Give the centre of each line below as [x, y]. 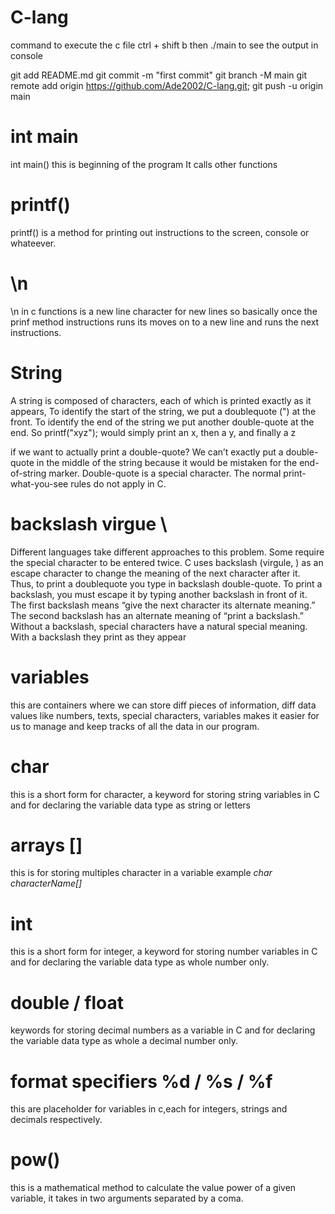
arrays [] [46, 845]
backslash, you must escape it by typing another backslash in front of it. [159, 594]
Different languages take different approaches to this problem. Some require [167, 552]
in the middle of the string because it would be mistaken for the [167, 462]
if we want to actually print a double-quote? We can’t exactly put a [147, 452]
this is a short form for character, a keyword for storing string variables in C [165, 794]
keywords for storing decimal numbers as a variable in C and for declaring [163, 1030]
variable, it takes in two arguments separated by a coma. [127, 1198]
